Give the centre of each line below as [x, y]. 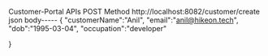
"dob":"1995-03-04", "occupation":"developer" [88, 28]
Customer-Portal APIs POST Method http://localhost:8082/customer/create [134, 12]
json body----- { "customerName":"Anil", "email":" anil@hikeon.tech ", [123, 20]
